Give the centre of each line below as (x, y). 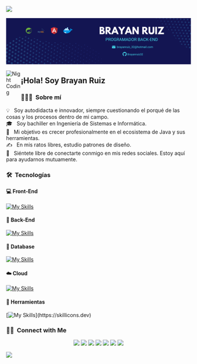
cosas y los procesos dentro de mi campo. (57, 117)
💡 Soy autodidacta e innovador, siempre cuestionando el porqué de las (93, 110)
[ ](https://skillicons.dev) (49, 315)
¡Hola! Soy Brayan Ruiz (63, 81)
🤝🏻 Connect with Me (36, 330)
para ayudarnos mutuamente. (42, 159)
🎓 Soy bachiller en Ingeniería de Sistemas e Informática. (76, 123)
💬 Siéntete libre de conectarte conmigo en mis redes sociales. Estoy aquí (96, 153)
